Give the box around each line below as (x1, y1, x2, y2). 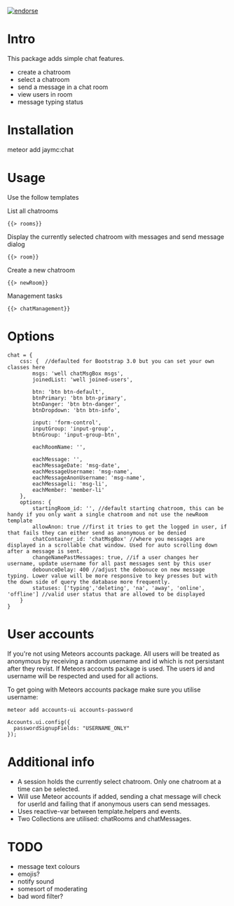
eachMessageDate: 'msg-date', (32, 462, 121, 469)
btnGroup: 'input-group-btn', (32, 431, 121, 438)
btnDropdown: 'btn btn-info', (32, 406, 121, 413)
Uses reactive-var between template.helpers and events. (17, 807, 182, 816)
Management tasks (7, 291, 63, 300)
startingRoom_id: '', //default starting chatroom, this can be (32, 505, 224, 512)
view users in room (17, 90, 73, 98)
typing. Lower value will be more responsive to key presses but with (7, 572, 218, 579)
